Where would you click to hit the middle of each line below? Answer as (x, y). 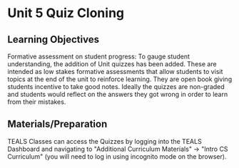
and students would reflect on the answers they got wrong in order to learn (118, 94)
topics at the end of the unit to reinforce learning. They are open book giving (120, 79)
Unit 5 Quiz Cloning (66, 13)
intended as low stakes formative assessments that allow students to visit (115, 72)
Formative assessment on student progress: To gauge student (99, 56)
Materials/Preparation (57, 124)
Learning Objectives (54, 40)
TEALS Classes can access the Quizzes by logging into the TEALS (105, 141)
